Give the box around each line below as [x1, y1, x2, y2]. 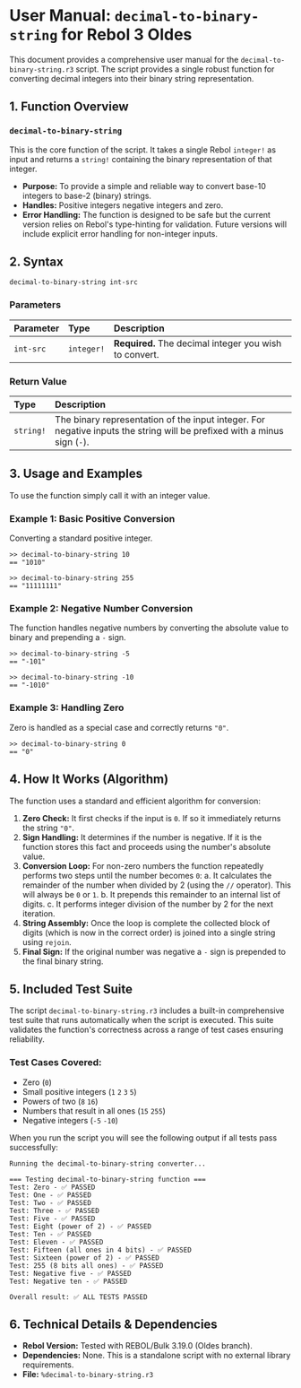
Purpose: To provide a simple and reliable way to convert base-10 [21, 180, 266, 191]
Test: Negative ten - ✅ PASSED [9, 1277, 128, 1286]
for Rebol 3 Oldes [61, 24, 193, 45]
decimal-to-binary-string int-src [9, 278, 139, 287]
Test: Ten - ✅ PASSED [9, 1229, 92, 1238]
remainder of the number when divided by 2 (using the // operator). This [21, 880, 291, 890]
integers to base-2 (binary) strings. [21, 190, 152, 201]
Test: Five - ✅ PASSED [9, 1214, 96, 1223]
